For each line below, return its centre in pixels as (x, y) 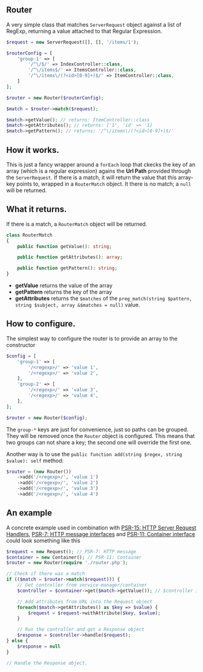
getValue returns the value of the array (64, 286)
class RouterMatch (29, 235)
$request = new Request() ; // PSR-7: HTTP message (71, 551)
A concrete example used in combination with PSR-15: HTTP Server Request (101, 528)
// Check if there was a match (46, 574)
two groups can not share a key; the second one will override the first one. (99, 442)
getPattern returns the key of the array (63, 292)
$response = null (39, 646)
